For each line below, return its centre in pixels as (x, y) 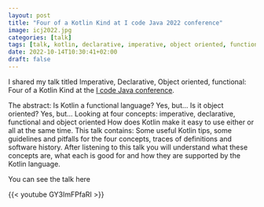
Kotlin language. (34, 164)
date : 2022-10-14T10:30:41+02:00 (63, 52)
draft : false (29, 60)
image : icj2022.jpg (40, 30)
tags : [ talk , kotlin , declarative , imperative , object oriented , (117, 45)
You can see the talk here (49, 179)
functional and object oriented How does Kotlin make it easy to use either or (131, 122)
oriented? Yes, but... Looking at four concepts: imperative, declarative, (122, 113)
